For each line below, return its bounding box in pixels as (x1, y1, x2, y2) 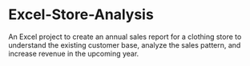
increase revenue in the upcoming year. (8, 49, 139, 58)
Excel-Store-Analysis (8, 6, 154, 24)
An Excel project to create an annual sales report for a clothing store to (8, 32, 242, 41)
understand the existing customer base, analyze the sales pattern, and (8, 40, 241, 49)
